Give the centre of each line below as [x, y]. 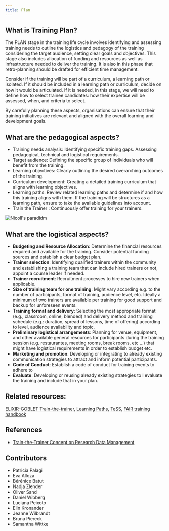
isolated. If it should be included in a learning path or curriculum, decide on [83, 84]
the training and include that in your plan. [55, 381]
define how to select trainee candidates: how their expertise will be [75, 95]
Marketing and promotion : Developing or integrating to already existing [87, 354]
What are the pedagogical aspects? [62, 137]
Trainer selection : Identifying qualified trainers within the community [85, 262]
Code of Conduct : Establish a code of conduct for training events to [83, 365]
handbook [16, 414]
